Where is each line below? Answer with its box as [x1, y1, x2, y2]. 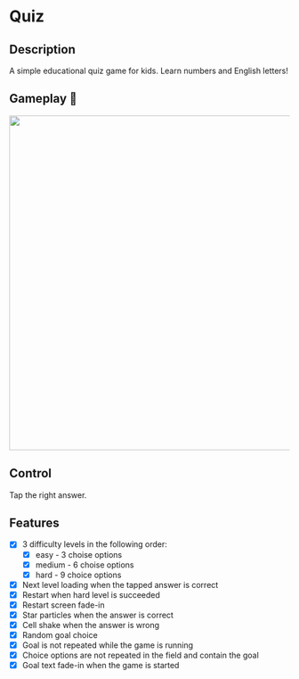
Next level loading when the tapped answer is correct [21, 579, 219, 590]
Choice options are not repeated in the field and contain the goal [21, 650, 260, 661]
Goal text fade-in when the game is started [21, 660, 180, 671]
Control [9, 466, 52, 481]
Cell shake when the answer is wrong [21, 619, 160, 630]
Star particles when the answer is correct [21, 609, 174, 620]
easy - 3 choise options [35, 549, 123, 559]
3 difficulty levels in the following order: [21, 539, 167, 550]
